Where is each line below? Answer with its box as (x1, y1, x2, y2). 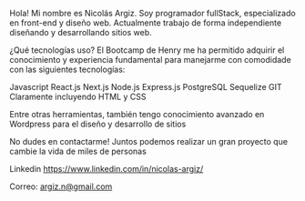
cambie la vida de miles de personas (9, 146, 147, 156)
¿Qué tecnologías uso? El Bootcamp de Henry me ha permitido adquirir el (9, 45, 285, 55)
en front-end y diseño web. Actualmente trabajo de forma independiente (9, 17, 282, 28)
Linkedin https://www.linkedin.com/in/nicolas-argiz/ (9, 164, 204, 174)
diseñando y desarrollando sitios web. (9, 27, 152, 37)
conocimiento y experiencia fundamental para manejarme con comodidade (9, 55, 291, 65)
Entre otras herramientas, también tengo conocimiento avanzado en (9, 109, 265, 119)
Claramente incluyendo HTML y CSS (9, 91, 147, 102)
